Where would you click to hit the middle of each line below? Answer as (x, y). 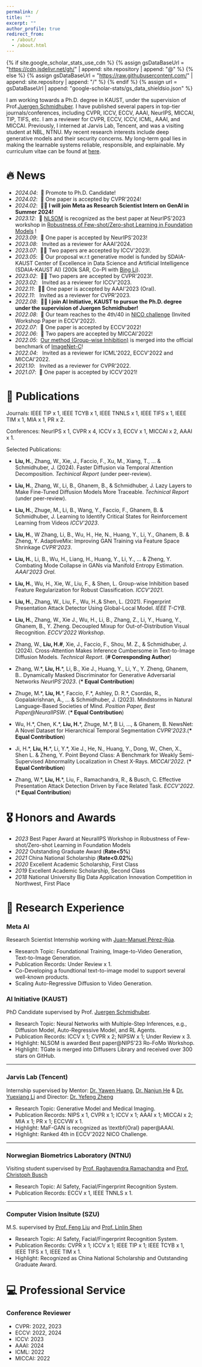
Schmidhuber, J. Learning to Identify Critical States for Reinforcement (101, 516)
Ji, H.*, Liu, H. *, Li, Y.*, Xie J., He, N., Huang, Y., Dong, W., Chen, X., (98, 748)
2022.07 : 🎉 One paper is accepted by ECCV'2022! (78, 327)
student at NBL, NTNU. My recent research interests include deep (88, 132)
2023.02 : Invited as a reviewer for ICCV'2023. (73, 282)
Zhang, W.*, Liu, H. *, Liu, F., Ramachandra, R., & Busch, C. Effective (98, 779)
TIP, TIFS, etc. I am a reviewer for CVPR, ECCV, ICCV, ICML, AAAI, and (93, 119)
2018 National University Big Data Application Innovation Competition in (103, 877)
